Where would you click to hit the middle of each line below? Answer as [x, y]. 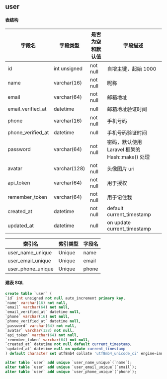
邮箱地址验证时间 [127, 109]
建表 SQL [14, 283]
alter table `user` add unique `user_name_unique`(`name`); [69, 363]
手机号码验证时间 [127, 133]
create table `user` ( [29, 294]
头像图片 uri [121, 168]
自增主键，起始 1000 [131, 69]
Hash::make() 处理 [128, 157]
